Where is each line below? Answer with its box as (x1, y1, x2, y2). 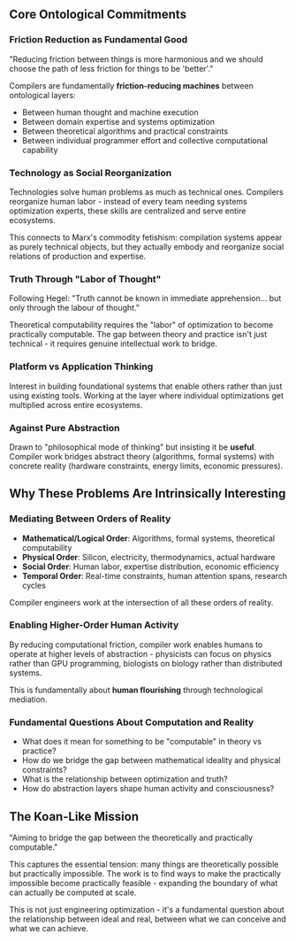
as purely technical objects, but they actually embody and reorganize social (9, 241, 285, 251)
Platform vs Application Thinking (9, 360, 154, 373)
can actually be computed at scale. (9, 887, 137, 898)
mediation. (9, 694, 48, 705)
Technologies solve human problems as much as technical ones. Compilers (9, 186, 285, 197)
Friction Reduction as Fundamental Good (9, 34, 188, 46)
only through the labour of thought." (9, 303, 140, 313)
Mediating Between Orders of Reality (9, 513, 171, 525)
